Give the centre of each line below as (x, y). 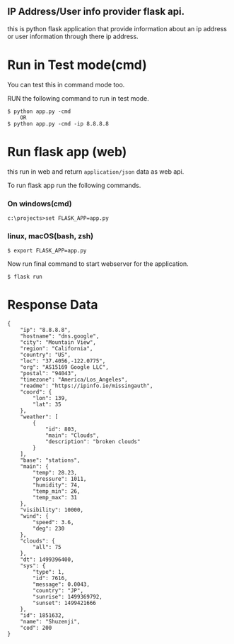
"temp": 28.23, (55, 473)
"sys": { (33, 566)
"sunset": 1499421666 (65, 603)
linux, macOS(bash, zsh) (51, 235)
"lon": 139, (51, 399)
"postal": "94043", (49, 374)
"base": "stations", (50, 460)
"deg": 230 (49, 529)
